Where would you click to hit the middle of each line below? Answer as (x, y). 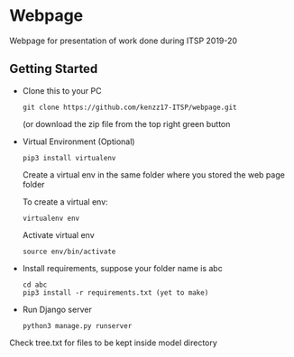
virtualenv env (51, 218)
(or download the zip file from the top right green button (126, 124)
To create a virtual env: (65, 201)
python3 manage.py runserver (77, 325)
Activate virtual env (58, 234)
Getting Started (54, 69)
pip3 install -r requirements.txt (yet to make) (115, 293)
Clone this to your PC (62, 90)
